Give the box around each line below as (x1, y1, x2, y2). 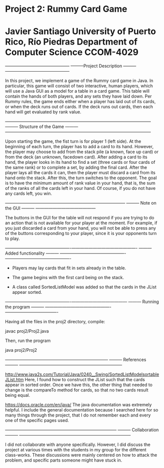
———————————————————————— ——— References (5, 357, 146, 363)
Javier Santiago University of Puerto (5, 26, 156, 37)
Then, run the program (5, 338, 51, 344)
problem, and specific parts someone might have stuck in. (5, 457, 122, 463)
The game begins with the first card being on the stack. (12, 275, 124, 281)
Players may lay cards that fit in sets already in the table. (12, 265, 126, 271)
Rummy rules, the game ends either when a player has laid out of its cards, (5, 99, 156, 104)
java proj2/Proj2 (5, 347, 37, 353)
